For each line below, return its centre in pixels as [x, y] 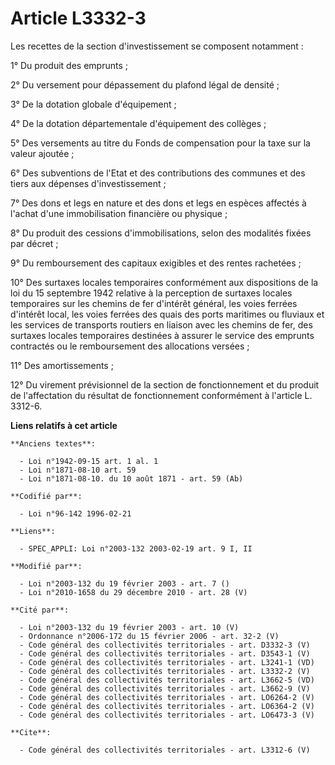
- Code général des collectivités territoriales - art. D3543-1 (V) [165, 653]
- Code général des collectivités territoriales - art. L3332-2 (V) [165, 671]
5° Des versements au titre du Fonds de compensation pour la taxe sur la [160, 143]
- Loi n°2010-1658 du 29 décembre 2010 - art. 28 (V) [133, 592]
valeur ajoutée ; [42, 153]
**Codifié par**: [46, 496]
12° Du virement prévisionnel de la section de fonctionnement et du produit [165, 384]
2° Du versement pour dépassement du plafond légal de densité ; [145, 84]
